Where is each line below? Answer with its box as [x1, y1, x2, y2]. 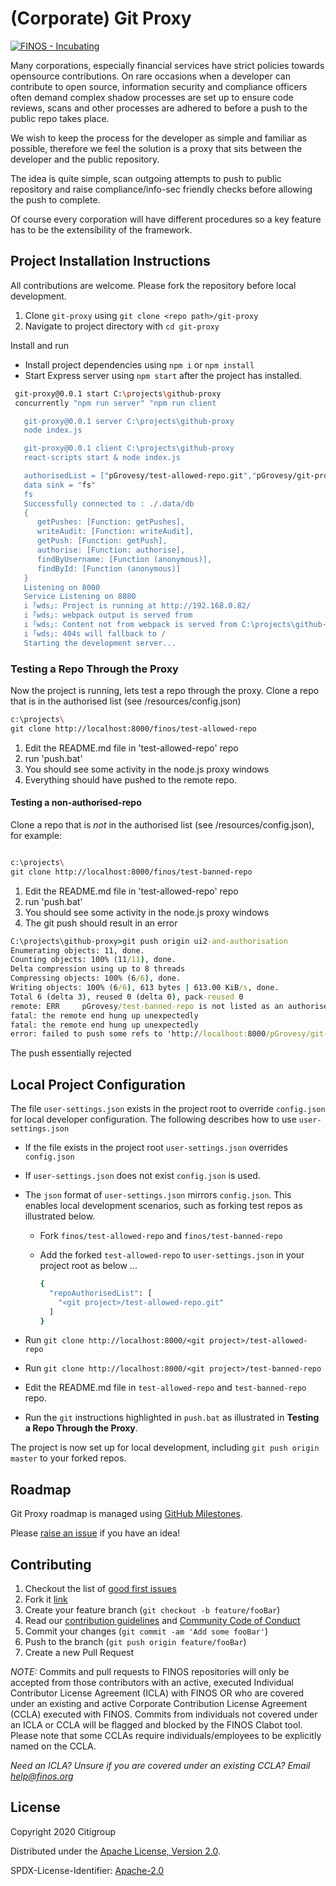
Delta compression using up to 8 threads [10, 964, 186, 974]
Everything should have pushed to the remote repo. [24, 773, 237, 786]
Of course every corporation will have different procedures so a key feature [10, 213, 322, 225]
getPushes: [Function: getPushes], [36, 517, 186, 527]
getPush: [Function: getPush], [36, 536, 168, 546]
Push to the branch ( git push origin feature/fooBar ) [24, 1636, 247, 1648]
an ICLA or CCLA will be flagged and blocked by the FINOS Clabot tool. [10, 1719, 303, 1731]
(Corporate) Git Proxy [10, 7, 192, 30]
